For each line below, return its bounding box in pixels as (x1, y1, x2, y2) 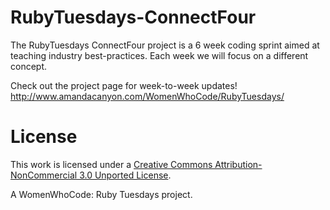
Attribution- (214, 158, 263, 170)
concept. (10, 60, 48, 72)
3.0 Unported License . (79, 169, 172, 181)
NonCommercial (10, 169, 78, 181)
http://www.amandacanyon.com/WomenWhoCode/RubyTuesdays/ (10, 90, 285, 102)
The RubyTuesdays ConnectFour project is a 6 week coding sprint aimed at (10, 39, 320, 51)
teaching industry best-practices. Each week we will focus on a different (10, 49, 309, 61)
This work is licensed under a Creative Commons (10, 158, 213, 170)
